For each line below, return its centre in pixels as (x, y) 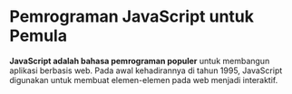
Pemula (39, 36)
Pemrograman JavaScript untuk (132, 17)
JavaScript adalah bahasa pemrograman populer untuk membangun (140, 61)
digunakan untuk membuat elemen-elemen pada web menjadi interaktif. (144, 80)
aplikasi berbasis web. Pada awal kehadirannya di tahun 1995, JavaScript (146, 70)
